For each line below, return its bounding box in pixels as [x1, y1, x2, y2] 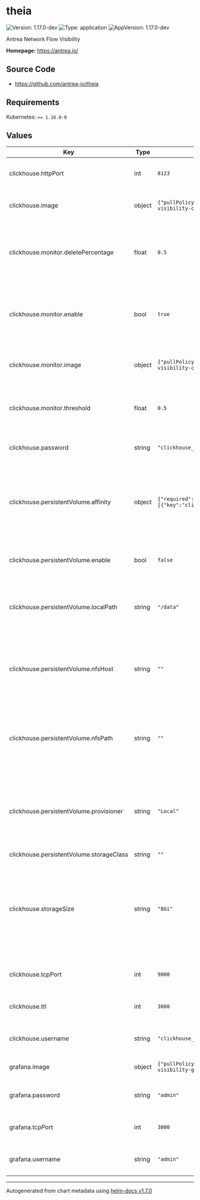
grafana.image [9, 1063, 50, 1071]
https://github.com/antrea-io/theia [14, 80, 99, 87]
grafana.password [9, 1091, 60, 1099]
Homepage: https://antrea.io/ [6, 46, 79, 54]
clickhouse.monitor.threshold [9, 404, 91, 413]
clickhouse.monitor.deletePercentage [9, 249, 114, 257]
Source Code [6, 64, 55, 75]
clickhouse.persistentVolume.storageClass [9, 851, 129, 859]
